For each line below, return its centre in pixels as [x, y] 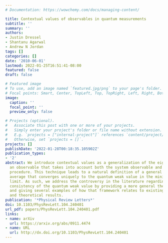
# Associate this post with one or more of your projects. [70, 126]
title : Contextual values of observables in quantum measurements [76, 19]
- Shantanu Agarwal [25, 42]
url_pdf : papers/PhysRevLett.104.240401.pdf [52, 209]
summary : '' [17, 28]
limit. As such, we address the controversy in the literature [77, 181]
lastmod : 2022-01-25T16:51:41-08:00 [43, 66]
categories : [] [21, 56]
